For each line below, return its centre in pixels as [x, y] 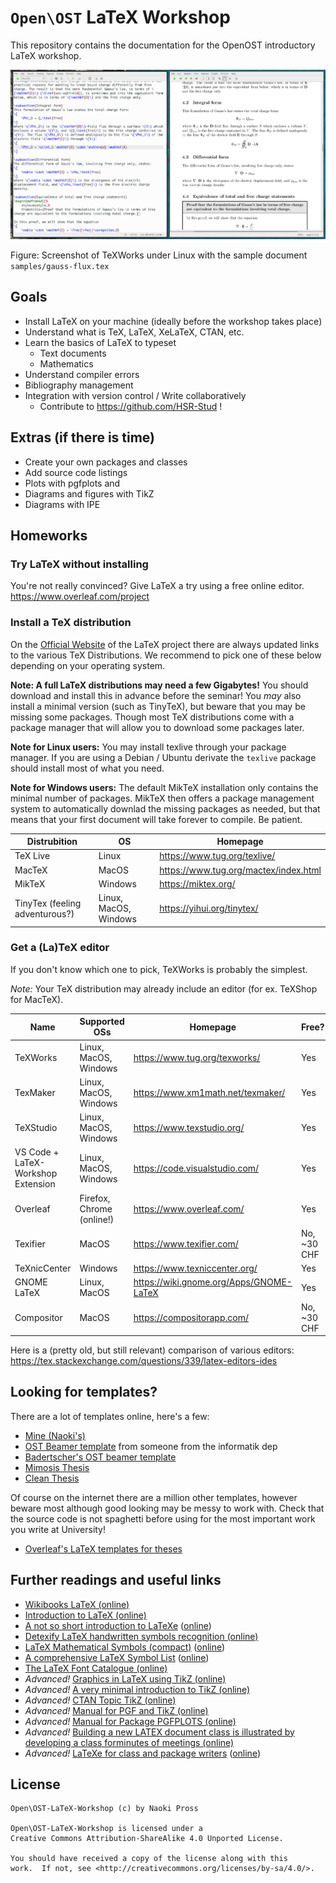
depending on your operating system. [88, 665]
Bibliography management [79, 385]
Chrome [96, 1208]
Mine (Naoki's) [55, 1435]
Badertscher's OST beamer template [100, 1457]
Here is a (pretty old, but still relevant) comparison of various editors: [152, 1350]
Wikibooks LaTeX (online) [77, 1604]
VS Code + [37, 1152]
